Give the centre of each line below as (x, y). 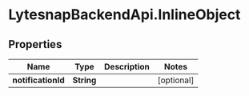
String (84, 80)
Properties (35, 44)
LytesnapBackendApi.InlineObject (124, 15)
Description (127, 67)
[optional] (176, 80)
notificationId (39, 80)
